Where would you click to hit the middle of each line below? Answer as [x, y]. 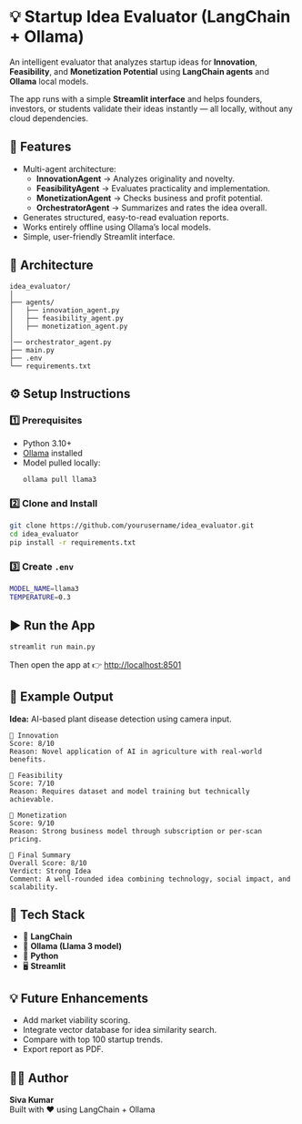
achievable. [32, 799]
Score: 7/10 [32, 783]
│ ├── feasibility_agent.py [67, 318]
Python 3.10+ [47, 444]
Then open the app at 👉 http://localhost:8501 [96, 664]
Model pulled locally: [61, 463]
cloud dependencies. [49, 118]
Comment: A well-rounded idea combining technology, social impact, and [150, 879]
